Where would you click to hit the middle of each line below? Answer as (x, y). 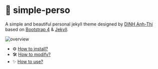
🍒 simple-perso (38, 10)
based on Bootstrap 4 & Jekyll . (37, 29)
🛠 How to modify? (31, 54)
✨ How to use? (28, 61)
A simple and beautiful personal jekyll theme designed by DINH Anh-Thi (79, 24)
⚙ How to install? (30, 48)
